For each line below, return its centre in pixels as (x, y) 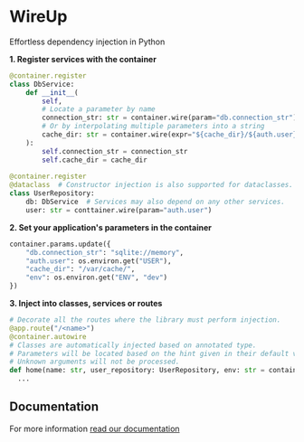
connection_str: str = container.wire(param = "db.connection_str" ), (171, 118)
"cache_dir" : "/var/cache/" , (81, 269)
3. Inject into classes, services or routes (86, 304)
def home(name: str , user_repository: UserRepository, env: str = (137, 371)
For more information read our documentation (95, 428)
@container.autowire (48, 336)
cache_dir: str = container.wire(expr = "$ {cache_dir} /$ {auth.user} (170, 135)
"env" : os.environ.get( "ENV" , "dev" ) (97, 277)
